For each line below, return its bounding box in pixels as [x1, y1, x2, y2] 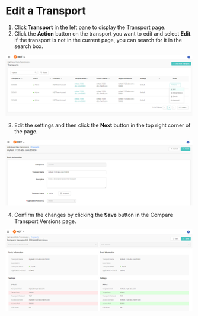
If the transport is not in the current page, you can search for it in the [14, 36, 182, 43]
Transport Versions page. [14, 218, 76, 225]
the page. [14, 128, 38, 135]
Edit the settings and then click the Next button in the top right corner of [14, 122, 191, 129]
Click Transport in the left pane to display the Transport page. [14, 24, 166, 31]
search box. [14, 43, 43, 50]
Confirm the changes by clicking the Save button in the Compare [14, 211, 173, 218]
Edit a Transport [5, 4, 87, 18]
